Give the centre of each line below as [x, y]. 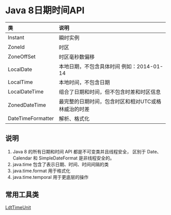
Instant [16, 37]
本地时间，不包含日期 [84, 82]
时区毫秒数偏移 [77, 57]
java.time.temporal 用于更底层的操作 [51, 177]
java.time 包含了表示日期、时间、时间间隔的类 [61, 164]
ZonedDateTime [27, 105]
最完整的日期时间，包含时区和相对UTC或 [108, 101]
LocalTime [20, 82]
